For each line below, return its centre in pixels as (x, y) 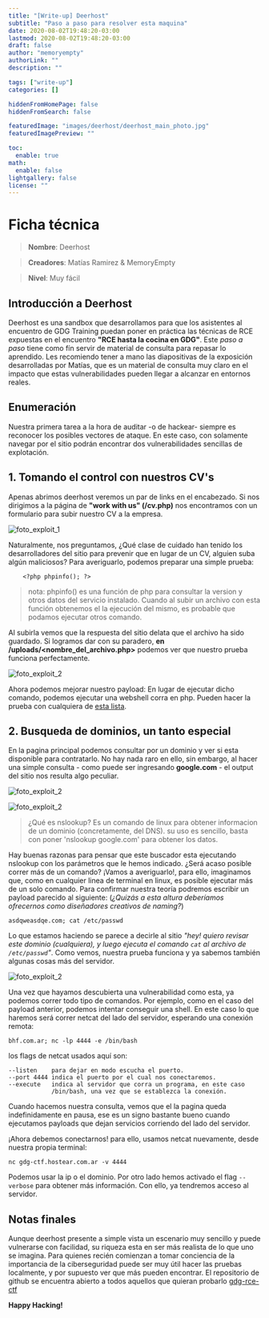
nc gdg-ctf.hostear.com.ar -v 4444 (68, 1163)
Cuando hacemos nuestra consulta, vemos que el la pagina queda (117, 1106)
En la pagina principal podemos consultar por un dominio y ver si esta (123, 751)
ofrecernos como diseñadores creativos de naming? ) (96, 906)
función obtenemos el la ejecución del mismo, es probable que (132, 608)
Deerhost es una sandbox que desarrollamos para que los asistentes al (125, 322)
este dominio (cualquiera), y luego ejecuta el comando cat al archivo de (127, 944)
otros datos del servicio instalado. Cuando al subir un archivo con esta (144, 600)
